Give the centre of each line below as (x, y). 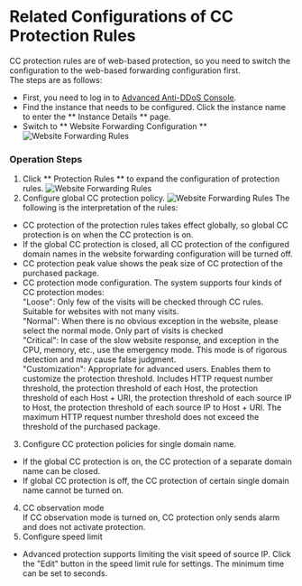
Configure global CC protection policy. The (156, 198)
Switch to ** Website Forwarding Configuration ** (114, 126)
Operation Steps (46, 159)
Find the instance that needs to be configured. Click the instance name (154, 107)
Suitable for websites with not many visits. (101, 312)
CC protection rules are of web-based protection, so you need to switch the (150, 60)
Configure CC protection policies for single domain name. (129, 444)
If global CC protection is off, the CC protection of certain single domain (156, 481)
